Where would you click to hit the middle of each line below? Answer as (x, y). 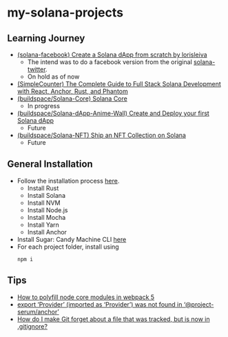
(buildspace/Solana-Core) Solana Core (72, 99)
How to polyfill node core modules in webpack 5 (86, 297)
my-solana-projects (65, 13)
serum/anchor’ (38, 312)
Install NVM (44, 203)
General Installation (50, 164)
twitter (37, 69)
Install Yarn (43, 225)
